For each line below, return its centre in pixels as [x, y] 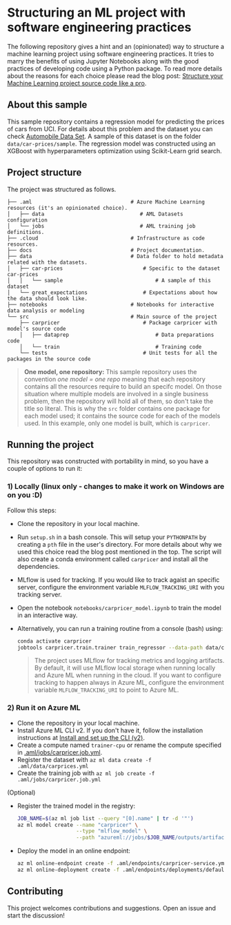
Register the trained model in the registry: [76, 806]
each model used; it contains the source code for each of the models [122, 416]
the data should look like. [48, 298]
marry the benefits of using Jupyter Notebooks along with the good [103, 61]
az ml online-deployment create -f [68, 870]
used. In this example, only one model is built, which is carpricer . [117, 423]
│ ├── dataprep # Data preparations [117, 335]
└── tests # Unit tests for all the [118, 353]
